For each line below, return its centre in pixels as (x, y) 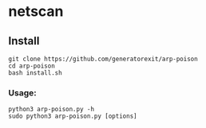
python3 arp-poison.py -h (51, 110)
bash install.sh (35, 73)
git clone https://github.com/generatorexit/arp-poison (103, 59)
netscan (36, 12)
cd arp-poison (32, 66)
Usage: (23, 92)
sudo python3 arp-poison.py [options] (73, 116)
